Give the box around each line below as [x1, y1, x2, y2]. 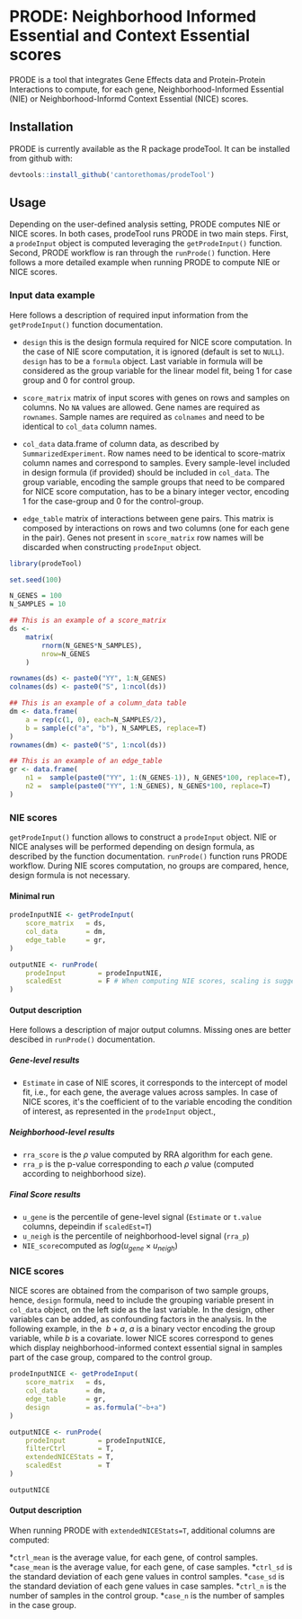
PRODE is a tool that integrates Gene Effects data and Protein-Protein [9, 74, 266, 85]
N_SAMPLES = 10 [9, 600, 67, 609]
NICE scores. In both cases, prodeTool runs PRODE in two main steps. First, [9, 228, 289, 239]
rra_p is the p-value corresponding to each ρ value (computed [22, 1159, 254, 1170]
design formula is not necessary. [9, 870, 130, 881]
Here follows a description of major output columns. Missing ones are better [9, 1025, 291, 1036]
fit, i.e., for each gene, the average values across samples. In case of [22, 1087, 279, 1098]
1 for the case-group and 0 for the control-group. [22, 495, 204, 506]
